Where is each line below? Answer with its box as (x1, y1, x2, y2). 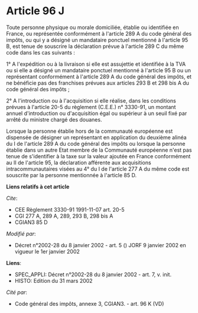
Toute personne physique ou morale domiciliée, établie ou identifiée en (6, 24, 179, 31)
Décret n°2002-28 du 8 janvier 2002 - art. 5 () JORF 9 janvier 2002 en (14, 241, 186, 248)
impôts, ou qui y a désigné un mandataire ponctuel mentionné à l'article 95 (6, 36, 189, 43)
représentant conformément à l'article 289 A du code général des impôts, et (6, 73, 192, 80)
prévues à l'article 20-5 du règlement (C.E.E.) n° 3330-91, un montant (6, 103, 176, 110)
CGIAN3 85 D (14, 218, 48, 226)
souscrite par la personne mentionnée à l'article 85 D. (6, 171, 137, 178)
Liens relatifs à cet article (6, 183, 70, 190)
